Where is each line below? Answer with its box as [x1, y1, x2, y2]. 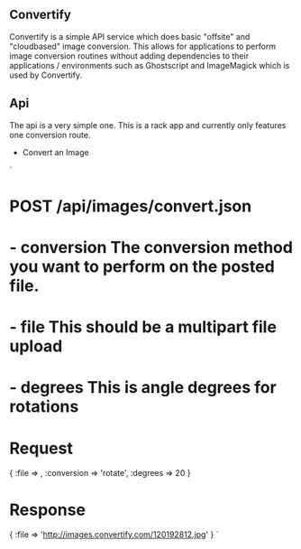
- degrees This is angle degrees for [9, 377, 277, 398]
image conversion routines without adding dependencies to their [9, 50, 250, 61]
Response [9, 499, 87, 520]
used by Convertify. [9, 70, 83, 80]
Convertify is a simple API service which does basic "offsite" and [9, 31, 251, 42]
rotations [9, 396, 79, 417]
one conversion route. [9, 129, 91, 140]
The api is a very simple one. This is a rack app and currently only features [9, 119, 287, 130]
